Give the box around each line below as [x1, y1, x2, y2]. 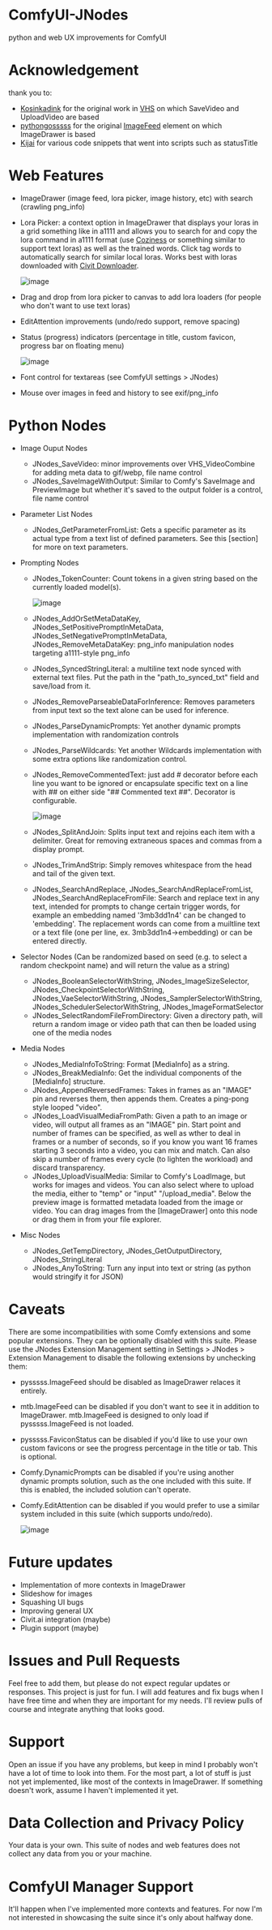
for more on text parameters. [32, 542, 129, 552]
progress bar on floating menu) [19, 341, 125, 350]
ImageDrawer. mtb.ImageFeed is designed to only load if [19, 1410, 209, 1420]
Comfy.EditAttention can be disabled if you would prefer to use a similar [19, 1500, 260, 1510]
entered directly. [32, 935, 87, 946]
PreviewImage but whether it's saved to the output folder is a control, [32, 484, 263, 494]
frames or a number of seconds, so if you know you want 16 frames [32, 1137, 258, 1146]
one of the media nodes [32, 1028, 112, 1038]
